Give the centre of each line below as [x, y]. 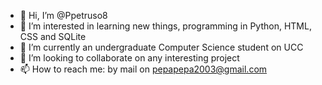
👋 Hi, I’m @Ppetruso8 [63, 15]
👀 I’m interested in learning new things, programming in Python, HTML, [165, 26]
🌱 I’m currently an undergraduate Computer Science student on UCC [161, 47]
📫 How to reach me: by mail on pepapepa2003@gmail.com [143, 69]
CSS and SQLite [53, 36]
